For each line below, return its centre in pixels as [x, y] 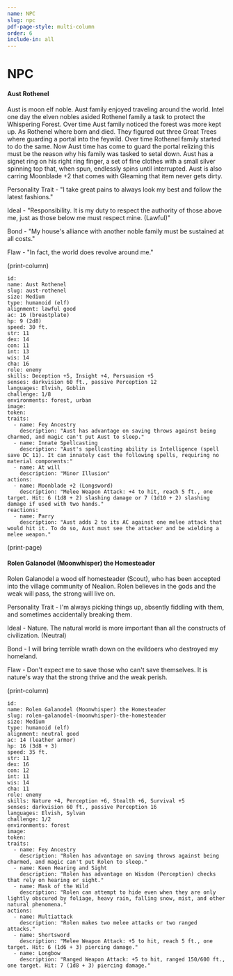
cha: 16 [18, 364]
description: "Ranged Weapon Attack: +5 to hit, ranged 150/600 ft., [123, 959]
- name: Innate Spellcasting [56, 443]
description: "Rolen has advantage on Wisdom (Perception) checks [118, 874]
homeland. [23, 656]
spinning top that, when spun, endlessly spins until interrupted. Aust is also [115, 169]
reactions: [23, 510]
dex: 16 [18, 764]
